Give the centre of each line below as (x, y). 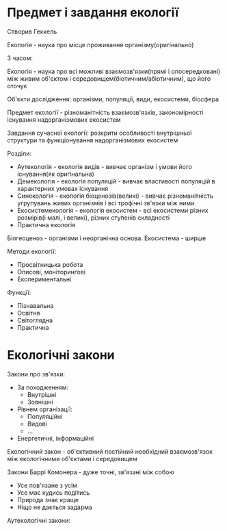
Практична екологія (46, 224)
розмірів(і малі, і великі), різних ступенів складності (93, 218)
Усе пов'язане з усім (47, 485)
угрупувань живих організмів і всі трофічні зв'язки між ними (106, 203)
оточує (17, 86)
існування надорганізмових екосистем (64, 119)
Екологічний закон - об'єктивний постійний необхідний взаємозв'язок (110, 451)
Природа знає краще (48, 500)
